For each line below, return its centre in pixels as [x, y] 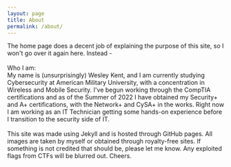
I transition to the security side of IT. [59, 119]
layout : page [26, 13]
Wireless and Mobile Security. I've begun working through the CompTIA [109, 90]
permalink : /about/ [35, 26]
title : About [26, 20]
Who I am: [22, 68]
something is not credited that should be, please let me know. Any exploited [115, 148]
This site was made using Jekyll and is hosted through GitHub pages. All [110, 134]
